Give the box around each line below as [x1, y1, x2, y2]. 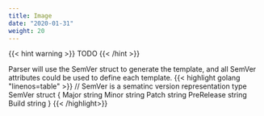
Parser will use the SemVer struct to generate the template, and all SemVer [8, 64, 257, 74]
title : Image [8, 11, 52, 20]
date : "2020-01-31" [8, 19, 74, 27]
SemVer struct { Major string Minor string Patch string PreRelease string [8, 90, 248, 100]
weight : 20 [8, 27, 45, 35]
